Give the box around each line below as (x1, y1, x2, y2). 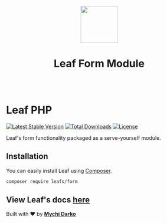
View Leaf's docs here (6, 195, 90, 205)
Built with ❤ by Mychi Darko (6, 211, 76, 218)
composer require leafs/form (6, 178, 78, 185)
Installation (6, 152, 48, 162)
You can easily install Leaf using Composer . (6, 167, 112, 174)
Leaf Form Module (53, 57, 145, 70)
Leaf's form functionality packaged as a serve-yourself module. (6, 134, 161, 141)
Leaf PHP (6, 103, 53, 117)
